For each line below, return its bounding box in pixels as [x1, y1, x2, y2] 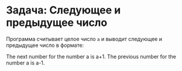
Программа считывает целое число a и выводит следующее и [6, 35, 163, 42]
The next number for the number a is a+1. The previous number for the [6, 53, 177, 60]
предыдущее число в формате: [6, 42, 84, 49]
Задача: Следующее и [6, 4, 121, 17]
